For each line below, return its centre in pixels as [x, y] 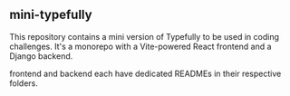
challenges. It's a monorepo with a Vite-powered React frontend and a [140, 46]
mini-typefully [51, 15]
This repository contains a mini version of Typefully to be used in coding [144, 36]
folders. [24, 83]
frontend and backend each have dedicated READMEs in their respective [145, 73]
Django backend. [41, 56]
